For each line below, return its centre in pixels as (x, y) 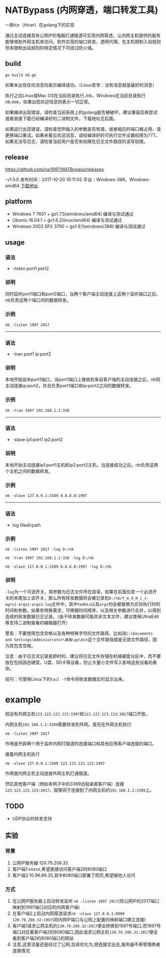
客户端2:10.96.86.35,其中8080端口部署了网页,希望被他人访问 (74, 875)
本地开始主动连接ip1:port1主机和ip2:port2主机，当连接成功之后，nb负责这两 (82, 465)
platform (19, 201)
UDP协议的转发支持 (32, 819)
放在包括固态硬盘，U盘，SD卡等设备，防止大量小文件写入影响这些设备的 (79, 662)
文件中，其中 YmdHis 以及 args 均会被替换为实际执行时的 (106, 604)
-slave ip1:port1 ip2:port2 (38, 439)
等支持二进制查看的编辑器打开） (38, 623)
